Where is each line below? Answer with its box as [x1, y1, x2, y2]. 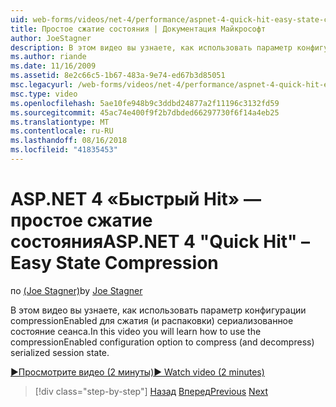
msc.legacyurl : [10, 80, 74, 90]
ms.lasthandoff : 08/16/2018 [10, 136, 128, 146]
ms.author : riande [10, 52, 87, 62]
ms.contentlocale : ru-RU [10, 126, 114, 136]
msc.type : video [10, 89, 78, 99]
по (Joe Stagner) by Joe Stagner [10, 284, 143, 296]
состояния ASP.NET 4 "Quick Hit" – [10, 231, 311, 253]
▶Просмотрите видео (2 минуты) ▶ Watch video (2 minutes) [10, 366, 265, 378]
